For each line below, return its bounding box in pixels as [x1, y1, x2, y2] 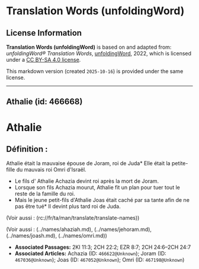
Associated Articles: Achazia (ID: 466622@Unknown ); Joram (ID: [14, 250, 167, 257]
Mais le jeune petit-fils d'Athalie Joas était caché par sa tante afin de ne [14, 197, 190, 204]
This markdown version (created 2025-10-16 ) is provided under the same [6, 68, 184, 75]
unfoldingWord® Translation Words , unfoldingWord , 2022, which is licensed [6, 50, 191, 57]
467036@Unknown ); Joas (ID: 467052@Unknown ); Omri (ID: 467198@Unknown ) [14, 257, 185, 264]
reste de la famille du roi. [14, 190, 75, 197]
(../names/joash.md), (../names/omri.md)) [6, 232, 108, 239]
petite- [171, 160, 188, 167]
